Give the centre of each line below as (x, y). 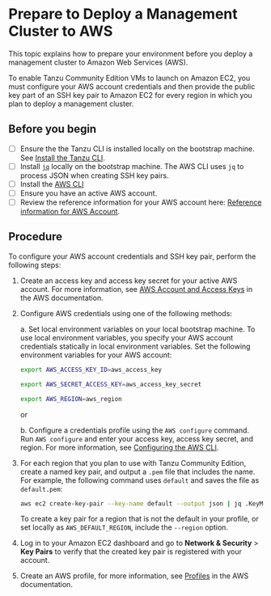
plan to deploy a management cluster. (71, 104)
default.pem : (41, 488)
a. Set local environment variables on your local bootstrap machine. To (138, 329)
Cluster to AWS (61, 31)
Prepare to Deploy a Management (123, 14)
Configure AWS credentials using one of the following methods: (126, 313)
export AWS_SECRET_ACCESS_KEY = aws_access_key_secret (111, 384)
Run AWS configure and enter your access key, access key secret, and (136, 438)
